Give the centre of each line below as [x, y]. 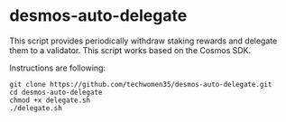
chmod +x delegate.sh [50, 100]
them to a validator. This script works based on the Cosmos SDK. [130, 50]
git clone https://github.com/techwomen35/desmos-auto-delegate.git [141, 84]
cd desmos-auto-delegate [56, 92]
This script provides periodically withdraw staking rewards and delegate [143, 41]
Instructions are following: [58, 68]
